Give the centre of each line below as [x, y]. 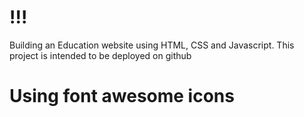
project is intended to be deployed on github [100, 55]
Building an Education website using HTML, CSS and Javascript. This [152, 45]
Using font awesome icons [122, 96]
